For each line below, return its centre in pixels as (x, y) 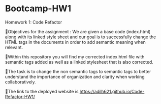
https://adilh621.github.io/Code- (112, 91)
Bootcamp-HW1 (38, 9)
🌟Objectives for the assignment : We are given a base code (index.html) (78, 31)
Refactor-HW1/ (20, 97)
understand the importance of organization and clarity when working (75, 77)
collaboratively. (20, 82)
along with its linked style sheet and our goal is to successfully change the (80, 37)
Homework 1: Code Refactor (34, 22)
